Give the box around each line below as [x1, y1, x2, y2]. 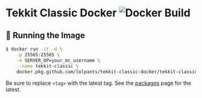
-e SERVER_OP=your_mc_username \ [16, 57, 101, 64]
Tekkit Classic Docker [5, 6, 117, 20]
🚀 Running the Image [5, 30, 86, 41]
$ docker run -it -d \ [5, 46, 63, 52]
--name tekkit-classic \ [16, 63, 79, 69]
